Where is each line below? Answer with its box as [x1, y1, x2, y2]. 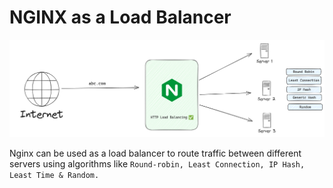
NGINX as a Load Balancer [9, 6, 232, 29]
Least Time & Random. [9, 170, 100, 180]
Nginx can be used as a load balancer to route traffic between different [9, 147, 302, 159]
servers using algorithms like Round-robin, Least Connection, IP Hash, [9, 157, 306, 170]
